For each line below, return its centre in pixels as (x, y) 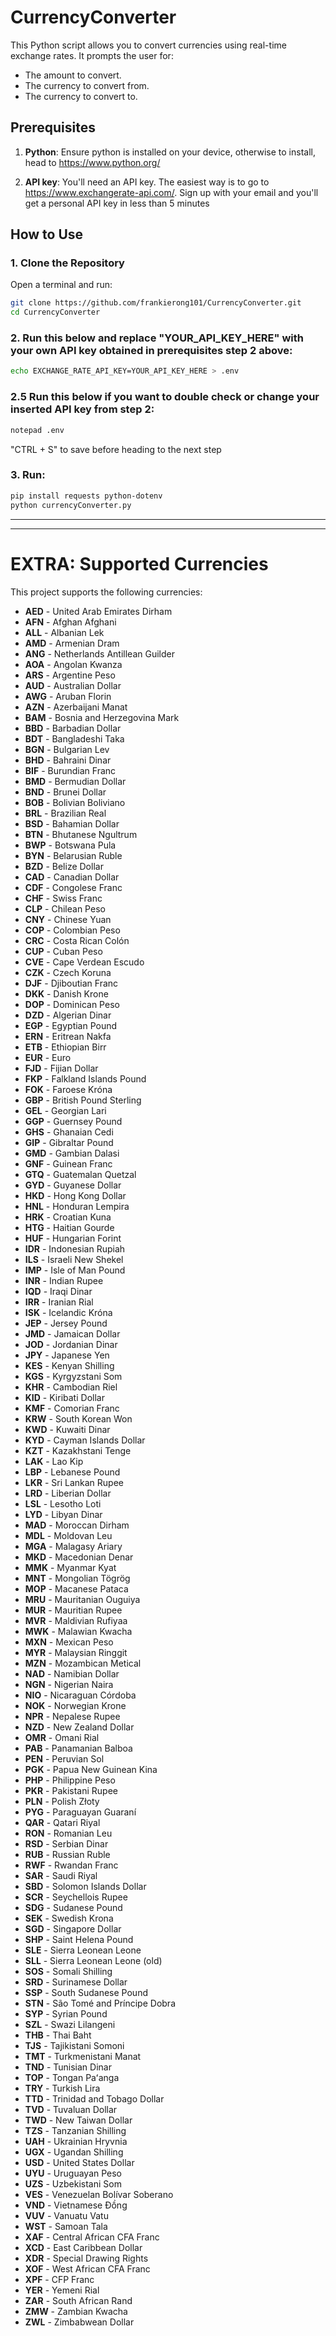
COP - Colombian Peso (72, 930)
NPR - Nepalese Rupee (72, 1716)
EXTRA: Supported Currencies (139, 563)
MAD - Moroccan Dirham (77, 1525)
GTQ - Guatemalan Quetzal (80, 1174)
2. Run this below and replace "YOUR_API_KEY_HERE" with (157, 338)
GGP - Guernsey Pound (73, 1121)
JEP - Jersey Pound (66, 1323)
